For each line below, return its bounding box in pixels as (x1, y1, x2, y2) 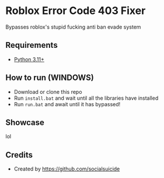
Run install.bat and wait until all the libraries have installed (13, 95, 159, 102)
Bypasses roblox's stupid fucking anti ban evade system (5, 23, 141, 30)
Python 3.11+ (13, 55, 45, 62)
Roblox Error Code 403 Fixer (5, 4, 146, 18)
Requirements (5, 40, 58, 50)
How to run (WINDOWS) (5, 73, 94, 83)
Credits (5, 150, 33, 160)
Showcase (5, 117, 45, 127)
